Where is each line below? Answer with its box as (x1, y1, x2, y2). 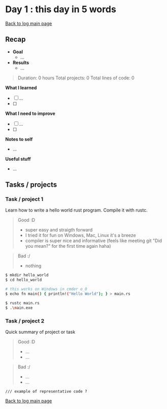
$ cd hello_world (5, 277, 42, 283)
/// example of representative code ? (5, 389, 87, 394)
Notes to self (5, 136, 33, 142)
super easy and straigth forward (25, 227, 93, 233)
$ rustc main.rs (5, 300, 40, 306)
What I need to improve (5, 110, 56, 116)
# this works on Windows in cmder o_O (5, 286, 87, 292)
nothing (25, 263, 42, 269)
